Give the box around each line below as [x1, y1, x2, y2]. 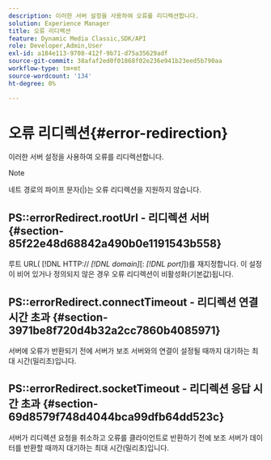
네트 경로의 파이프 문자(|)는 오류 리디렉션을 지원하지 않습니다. [8, 185, 202, 195]
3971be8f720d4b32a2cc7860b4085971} [8, 323, 221, 337]
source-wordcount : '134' [8, 72, 92, 80]
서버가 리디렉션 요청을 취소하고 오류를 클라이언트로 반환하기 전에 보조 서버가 [8, 433, 248, 442]
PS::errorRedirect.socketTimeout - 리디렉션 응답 [8, 382, 251, 396]
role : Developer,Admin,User [8, 42, 104, 50]
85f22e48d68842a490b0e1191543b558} [8, 236, 222, 251]
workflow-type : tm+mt [8, 65, 82, 73]
